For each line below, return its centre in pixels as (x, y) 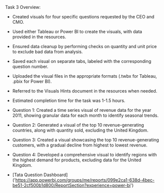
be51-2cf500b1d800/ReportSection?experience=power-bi (71, 185)
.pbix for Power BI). (32, 81)
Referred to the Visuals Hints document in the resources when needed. (85, 91)
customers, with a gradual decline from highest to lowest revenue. (80, 145)
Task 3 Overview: (23, 7)
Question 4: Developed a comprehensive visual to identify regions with (84, 155)
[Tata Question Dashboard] (40, 175)
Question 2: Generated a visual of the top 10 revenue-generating (78, 125)
